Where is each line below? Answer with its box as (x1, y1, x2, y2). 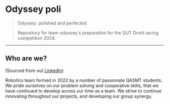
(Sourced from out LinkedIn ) (5, 67, 64, 73)
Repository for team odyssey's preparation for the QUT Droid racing (17, 29, 159, 35)
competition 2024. (17, 35, 56, 41)
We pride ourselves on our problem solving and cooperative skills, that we (5, 82, 159, 88)
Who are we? (5, 54, 47, 63)
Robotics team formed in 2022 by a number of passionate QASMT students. (5, 77, 162, 83)
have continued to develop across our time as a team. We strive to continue (5, 87, 162, 93)
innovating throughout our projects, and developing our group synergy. (5, 93, 152, 99)
